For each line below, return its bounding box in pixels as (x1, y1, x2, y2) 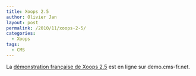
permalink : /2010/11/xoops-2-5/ (6, 25, 86, 31)
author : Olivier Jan (6, 14, 58, 20)
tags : (6, 42, 20, 48)
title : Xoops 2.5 (6, 8, 49, 15)
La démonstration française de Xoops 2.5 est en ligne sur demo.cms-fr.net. (6, 63, 190, 70)
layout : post (6, 19, 39, 25)
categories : (6, 31, 36, 37)
